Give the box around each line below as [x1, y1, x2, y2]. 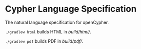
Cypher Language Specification [5, 3, 137, 15]
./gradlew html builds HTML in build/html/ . [5, 29, 92, 34]
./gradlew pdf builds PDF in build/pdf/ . [5, 38, 83, 44]
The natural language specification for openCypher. [5, 19, 109, 25]
